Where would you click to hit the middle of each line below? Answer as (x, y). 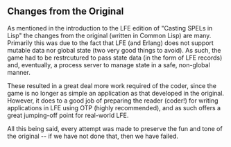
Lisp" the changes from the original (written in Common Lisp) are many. (109, 35)
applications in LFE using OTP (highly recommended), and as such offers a (114, 107)
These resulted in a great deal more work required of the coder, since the (112, 85)
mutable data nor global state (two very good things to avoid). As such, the (114, 50)
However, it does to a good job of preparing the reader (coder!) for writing (113, 101)
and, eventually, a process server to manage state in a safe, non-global (109, 64)
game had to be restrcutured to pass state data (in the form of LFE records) (115, 58)
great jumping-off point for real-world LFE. (68, 115)
